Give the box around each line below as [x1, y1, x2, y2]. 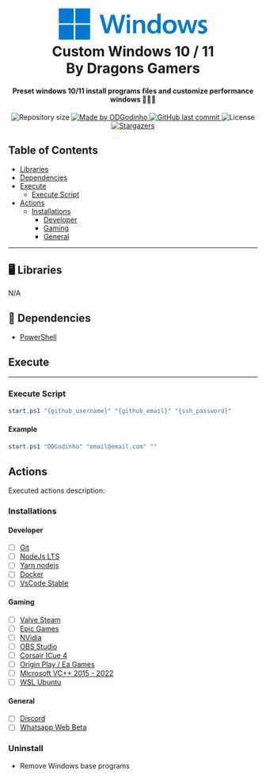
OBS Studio [19, 642, 58, 651]
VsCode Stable [19, 578, 69, 588]
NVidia [19, 632, 42, 642]
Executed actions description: [8, 486, 105, 495]
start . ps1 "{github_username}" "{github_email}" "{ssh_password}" [8, 407, 232, 415]
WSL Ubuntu [19, 677, 62, 687]
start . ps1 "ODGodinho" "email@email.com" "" [8, 443, 158, 451]
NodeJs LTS [19, 551, 60, 562]
